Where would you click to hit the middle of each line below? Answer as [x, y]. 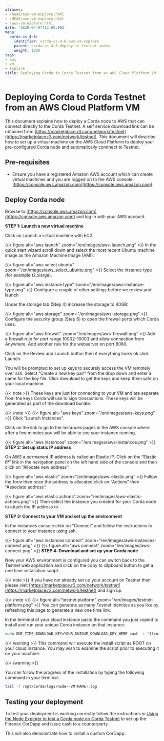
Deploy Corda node [35, 200]
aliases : [14, 10]
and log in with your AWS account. [111, 217]
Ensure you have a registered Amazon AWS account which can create [82, 174]
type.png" [15, 290]
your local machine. [25, 384]
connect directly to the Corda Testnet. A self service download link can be [80, 126]
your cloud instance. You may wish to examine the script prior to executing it [82, 648]
